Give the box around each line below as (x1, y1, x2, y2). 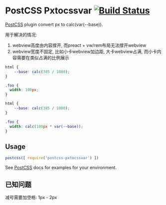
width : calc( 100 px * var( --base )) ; (9, 124, 83, 129)
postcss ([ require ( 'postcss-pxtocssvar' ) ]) (5, 156, 99, 161)
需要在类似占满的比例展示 (16, 55, 70, 61)
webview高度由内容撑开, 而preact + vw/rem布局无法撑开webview (12, 42, 147, 48)
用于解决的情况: (5, 31, 37, 37)
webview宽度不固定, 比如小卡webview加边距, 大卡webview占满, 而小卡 (12, 48, 158, 54)
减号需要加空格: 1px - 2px (5, 194, 57, 200)
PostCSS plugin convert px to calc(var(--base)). (5, 21, 103, 27)
